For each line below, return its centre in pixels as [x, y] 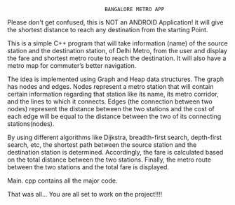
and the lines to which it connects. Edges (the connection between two [110, 101]
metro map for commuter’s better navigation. [72, 65]
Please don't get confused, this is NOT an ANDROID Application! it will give [115, 22]
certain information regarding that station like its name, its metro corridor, [113, 94]
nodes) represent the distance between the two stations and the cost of [111, 109]
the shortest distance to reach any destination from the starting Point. [108, 30]
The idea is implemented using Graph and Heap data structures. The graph [116, 79]
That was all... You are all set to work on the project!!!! [85, 194]
